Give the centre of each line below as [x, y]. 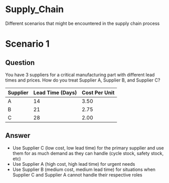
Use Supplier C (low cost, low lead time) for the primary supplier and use [88, 148]
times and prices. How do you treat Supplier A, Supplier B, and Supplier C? [83, 80]
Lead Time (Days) [55, 92]
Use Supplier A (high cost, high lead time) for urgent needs [74, 164]
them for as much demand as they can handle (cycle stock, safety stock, [88, 153]
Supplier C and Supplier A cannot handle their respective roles [77, 175]
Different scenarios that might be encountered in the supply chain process [82, 23]
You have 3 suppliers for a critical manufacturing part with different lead [80, 75]
